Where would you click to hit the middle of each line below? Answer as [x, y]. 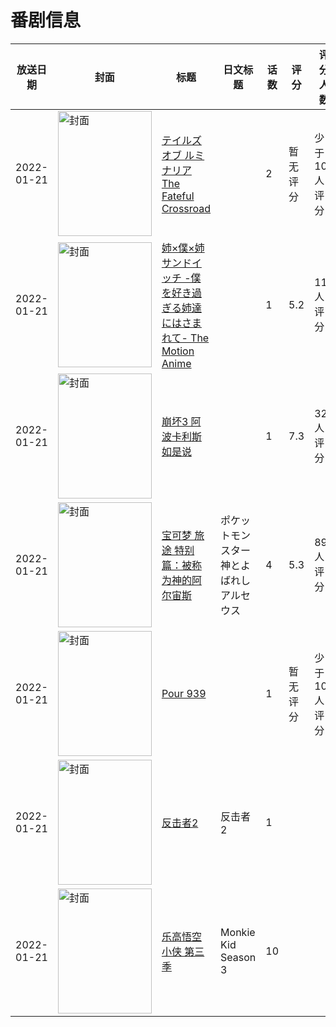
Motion [178, 351]
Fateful [178, 196]
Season [238, 957]
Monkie [238, 932]
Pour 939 [184, 693]
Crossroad [186, 208]
